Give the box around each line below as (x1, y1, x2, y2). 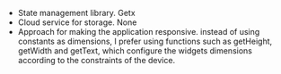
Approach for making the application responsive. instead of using (17, 27, 260, 37)
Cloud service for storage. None (17, 17, 137, 28)
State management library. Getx (17, 8, 136, 18)
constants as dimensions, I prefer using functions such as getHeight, (17, 36, 273, 46)
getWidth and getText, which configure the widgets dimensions (17, 45, 253, 56)
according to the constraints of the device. (17, 55, 176, 65)
